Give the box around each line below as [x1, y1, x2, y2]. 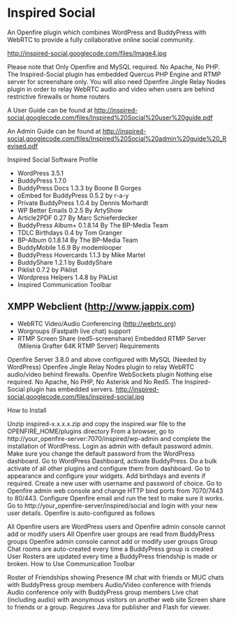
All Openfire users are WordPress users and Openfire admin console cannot [7, 522, 226, 531]
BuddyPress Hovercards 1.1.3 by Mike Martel [17, 251, 145, 259]
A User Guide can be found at [7, 106, 93, 114]
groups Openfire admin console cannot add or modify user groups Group [7, 537, 218, 545]
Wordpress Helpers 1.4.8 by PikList [17, 273, 118, 281]
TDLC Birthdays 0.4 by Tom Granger [17, 228, 122, 237]
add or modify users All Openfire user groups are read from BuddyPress [7, 530, 215, 538]
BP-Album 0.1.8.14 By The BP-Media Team [17, 236, 138, 244]
